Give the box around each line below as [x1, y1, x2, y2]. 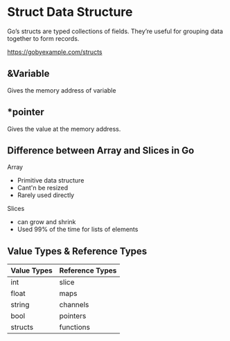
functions [59, 322, 90, 332]
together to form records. [7, 34, 80, 42]
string [10, 300, 30, 310]
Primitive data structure [17, 176, 85, 185]
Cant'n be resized [17, 184, 69, 192]
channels [59, 300, 89, 310]
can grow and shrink [17, 218, 76, 226]
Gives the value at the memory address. [7, 125, 121, 133]
